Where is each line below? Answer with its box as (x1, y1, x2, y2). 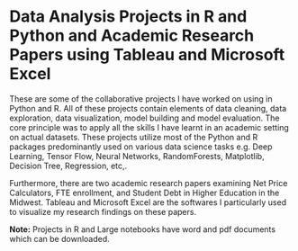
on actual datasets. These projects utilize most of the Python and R (9, 131, 258, 142)
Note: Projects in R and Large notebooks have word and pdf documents (9, 223, 276, 235)
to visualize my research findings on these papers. (9, 206, 196, 217)
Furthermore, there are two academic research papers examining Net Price (9, 177, 288, 188)
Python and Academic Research (9, 25, 255, 46)
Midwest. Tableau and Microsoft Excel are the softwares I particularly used (9, 196, 286, 208)
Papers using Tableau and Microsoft (9, 45, 285, 65)
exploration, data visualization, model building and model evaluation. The (9, 112, 280, 123)
